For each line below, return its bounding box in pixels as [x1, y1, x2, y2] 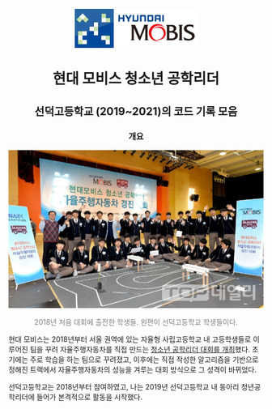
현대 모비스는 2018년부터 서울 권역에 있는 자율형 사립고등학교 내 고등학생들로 [8, 334, 252, 344]
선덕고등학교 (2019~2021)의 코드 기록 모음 [34, 104, 238, 118]
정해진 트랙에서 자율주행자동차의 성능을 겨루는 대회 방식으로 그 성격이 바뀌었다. [8, 365, 257, 375]
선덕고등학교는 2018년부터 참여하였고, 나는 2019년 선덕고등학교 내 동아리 [8, 382, 240, 392]
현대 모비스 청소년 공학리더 [52, 70, 220, 88]
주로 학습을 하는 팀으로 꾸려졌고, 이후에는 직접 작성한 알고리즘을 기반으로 [29, 355, 259, 364]
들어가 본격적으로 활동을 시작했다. [36, 392, 143, 402]
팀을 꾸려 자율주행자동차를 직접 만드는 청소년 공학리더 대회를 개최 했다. [29, 345, 251, 355]
